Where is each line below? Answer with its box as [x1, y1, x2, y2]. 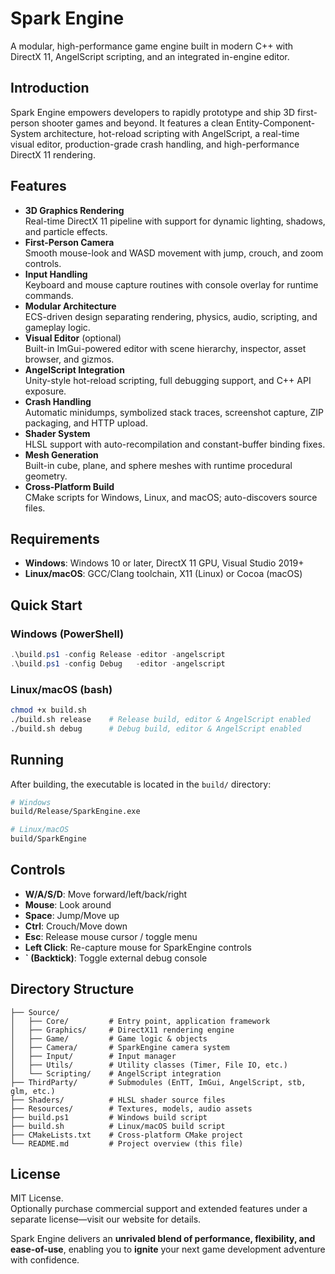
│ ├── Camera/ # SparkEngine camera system [10, 1042, 230, 1052]
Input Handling [24, 268, 88, 280]
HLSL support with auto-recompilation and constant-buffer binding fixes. [24, 438, 326, 450]
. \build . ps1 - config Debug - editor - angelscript [10, 658, 226, 669]
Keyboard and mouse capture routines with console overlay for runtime [24, 278, 319, 291]
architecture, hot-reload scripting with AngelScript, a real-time [43, 127, 300, 139]
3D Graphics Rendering [24, 204, 125, 216]
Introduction [10, 80, 90, 97]
